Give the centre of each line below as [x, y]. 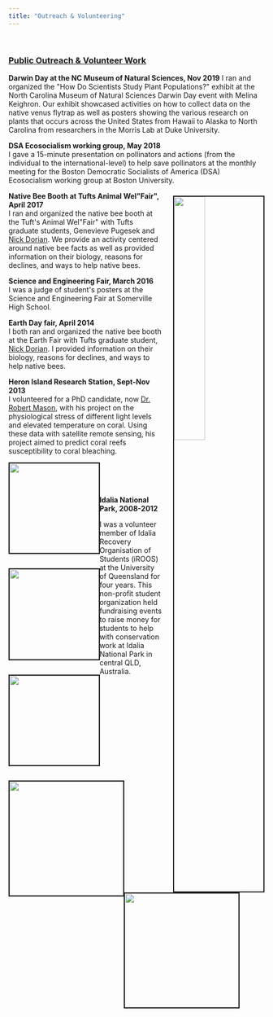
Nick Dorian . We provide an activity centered [83, 239]
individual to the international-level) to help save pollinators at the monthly [132, 163]
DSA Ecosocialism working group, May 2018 [84, 145]
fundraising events [131, 611]
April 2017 [26, 204]
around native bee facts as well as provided [81, 248]
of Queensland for [130, 576]
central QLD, [120, 662]
